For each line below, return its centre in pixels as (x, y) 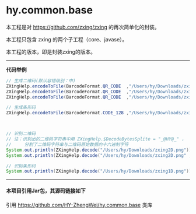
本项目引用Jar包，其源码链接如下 (46, 191)
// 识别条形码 (21, 166)
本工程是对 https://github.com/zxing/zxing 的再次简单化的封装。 (83, 27)
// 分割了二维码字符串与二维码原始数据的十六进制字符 (67, 144)
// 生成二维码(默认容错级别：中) (41, 80)
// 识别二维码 (21, 134)
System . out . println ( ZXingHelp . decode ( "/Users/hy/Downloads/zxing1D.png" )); (100, 171)
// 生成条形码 (21, 108)
